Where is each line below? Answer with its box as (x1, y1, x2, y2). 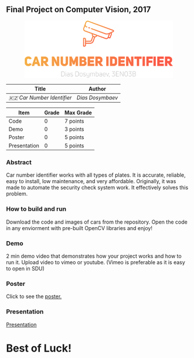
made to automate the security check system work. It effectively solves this (6, 184, 189, 191)
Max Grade (64, 109, 92, 116)
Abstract (6, 158, 32, 166)
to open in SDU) (6, 265, 45, 272)
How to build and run (6, 205, 67, 213)
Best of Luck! (6, 342, 72, 354)
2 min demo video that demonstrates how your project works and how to (6, 252, 182, 259)
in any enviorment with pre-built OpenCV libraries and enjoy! (6, 224, 152, 231)
